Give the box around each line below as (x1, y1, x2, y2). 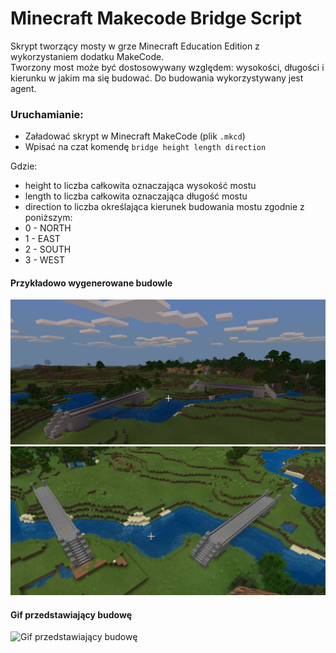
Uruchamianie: (10, 107, 84, 121)
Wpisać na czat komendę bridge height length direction (24, 141, 267, 153)
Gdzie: (10, 160, 38, 172)
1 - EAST (24, 233, 61, 245)
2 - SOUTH (24, 243, 72, 256)
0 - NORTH (24, 222, 72, 234)
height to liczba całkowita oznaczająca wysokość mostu (24, 180, 257, 192)
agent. (10, 82, 37, 94)
